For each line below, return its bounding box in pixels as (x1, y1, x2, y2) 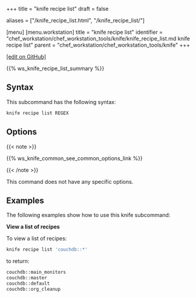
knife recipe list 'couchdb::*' (6, 247, 88, 253)
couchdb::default (6, 280, 50, 287)
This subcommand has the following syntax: (6, 98, 116, 105)
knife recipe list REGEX (6, 110, 69, 116)
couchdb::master (6, 275, 47, 281)
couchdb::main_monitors (6, 269, 67, 276)
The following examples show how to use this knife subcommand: (6, 212, 171, 219)
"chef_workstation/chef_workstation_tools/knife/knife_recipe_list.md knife (6, 35, 191, 42)
